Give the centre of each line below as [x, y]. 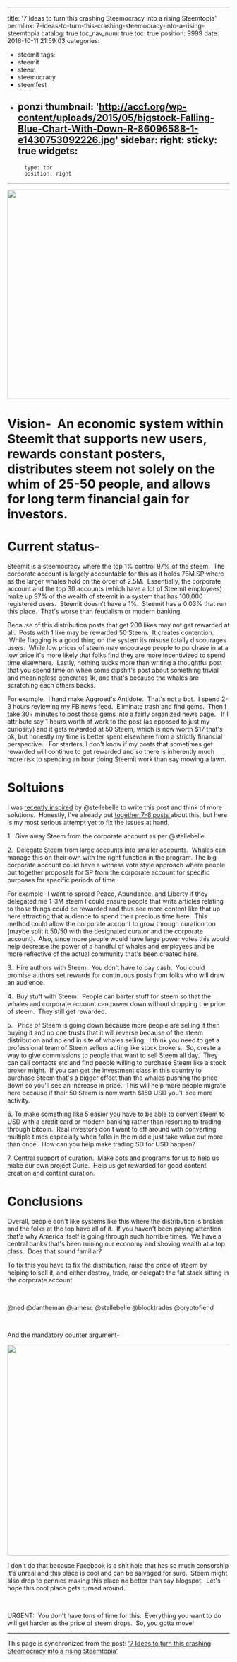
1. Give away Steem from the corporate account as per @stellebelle [106, 836]
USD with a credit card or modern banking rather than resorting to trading [114, 1121]
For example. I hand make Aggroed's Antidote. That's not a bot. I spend [114, 699]
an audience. [26, 982]
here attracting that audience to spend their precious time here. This [107, 916]
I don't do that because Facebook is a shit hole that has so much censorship [118, 1565]
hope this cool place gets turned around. [66, 1588]
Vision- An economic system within [116, 424]
